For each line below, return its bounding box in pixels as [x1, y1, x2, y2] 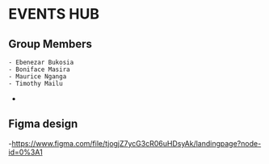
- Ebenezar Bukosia [8, 58, 74, 66]
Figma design [8, 117, 78, 131]
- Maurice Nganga [8, 73, 67, 81]
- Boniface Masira [8, 65, 70, 74]
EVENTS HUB [8, 5, 99, 23]
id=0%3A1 [8, 147, 43, 157]
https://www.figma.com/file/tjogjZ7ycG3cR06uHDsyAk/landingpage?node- [11, 138, 262, 148]
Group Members [8, 37, 93, 51]
